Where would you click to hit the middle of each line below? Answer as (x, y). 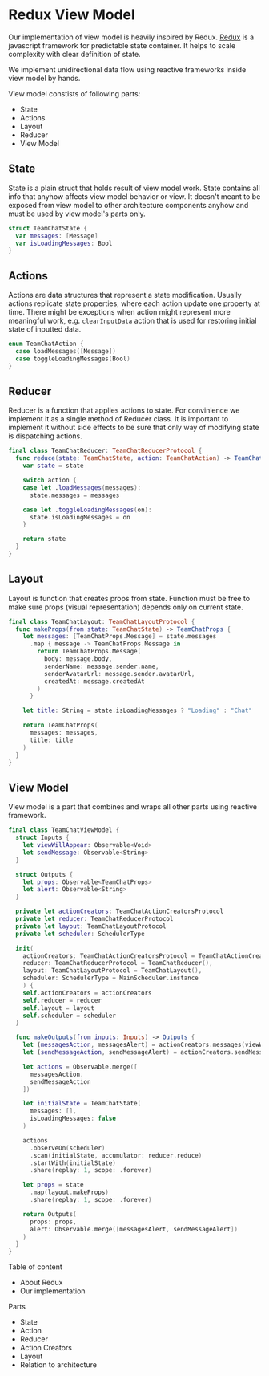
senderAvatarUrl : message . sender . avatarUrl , (119, 674)
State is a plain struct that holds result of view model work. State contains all (134, 188)
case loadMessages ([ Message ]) (66, 351)
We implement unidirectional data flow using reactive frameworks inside (127, 69)
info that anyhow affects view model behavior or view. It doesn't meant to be (134, 196)
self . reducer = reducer (62, 1000)
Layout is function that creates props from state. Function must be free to (129, 598)
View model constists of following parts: (74, 93)
